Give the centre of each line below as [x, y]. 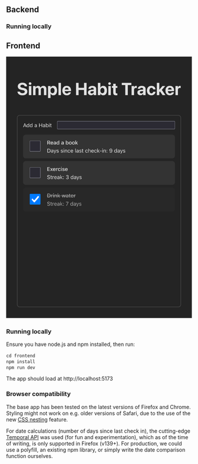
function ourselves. [29, 456]
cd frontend [21, 356]
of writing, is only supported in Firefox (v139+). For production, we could [94, 443]
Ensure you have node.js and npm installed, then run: [71, 344]
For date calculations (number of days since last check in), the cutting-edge [98, 431]
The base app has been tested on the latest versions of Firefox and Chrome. [99, 407]
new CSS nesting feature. [37, 419]
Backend [23, 10]
